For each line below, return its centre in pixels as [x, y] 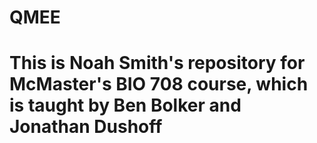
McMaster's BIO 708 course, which [159, 84]
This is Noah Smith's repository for [157, 63]
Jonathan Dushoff [86, 127]
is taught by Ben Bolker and [125, 105]
